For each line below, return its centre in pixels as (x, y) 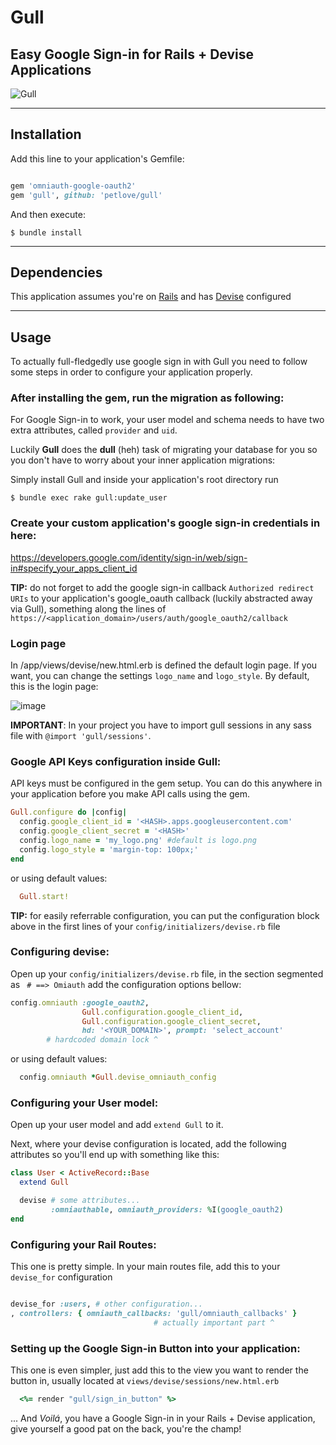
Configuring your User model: (84, 1103)
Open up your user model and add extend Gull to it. (117, 1125)
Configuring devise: (60, 952)
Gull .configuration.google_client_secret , (171, 1021)
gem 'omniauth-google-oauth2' (73, 186)
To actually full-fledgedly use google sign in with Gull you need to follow (159, 362)
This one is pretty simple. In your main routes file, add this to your (145, 1267)
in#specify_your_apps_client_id (74, 568)
